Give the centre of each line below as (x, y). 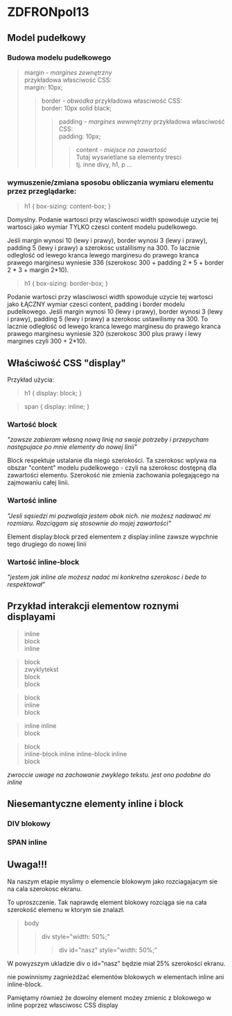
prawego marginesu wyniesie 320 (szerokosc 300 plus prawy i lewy (105, 334)
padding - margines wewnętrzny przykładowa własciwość (142, 121)
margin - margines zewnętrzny (68, 72)
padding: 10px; (80, 136)
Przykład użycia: (31, 380)
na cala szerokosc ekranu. (45, 888)
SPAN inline (27, 842)
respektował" (26, 584)
